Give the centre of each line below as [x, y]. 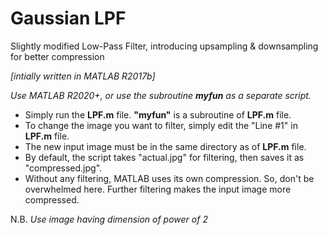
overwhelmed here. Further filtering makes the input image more [158, 189]
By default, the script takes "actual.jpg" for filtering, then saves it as [164, 157]
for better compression [57, 56]
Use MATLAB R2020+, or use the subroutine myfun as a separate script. [161, 95]
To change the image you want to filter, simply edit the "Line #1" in [161, 125]
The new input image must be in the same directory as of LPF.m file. [165, 146]
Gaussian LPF [68, 18]
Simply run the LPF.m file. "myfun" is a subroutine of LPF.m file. [158, 114]
